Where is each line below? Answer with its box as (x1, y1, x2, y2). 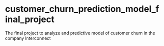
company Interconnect (5, 35, 51, 41)
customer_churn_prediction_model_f (5, 3, 160, 15)
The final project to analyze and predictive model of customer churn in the (5, 30, 156, 36)
